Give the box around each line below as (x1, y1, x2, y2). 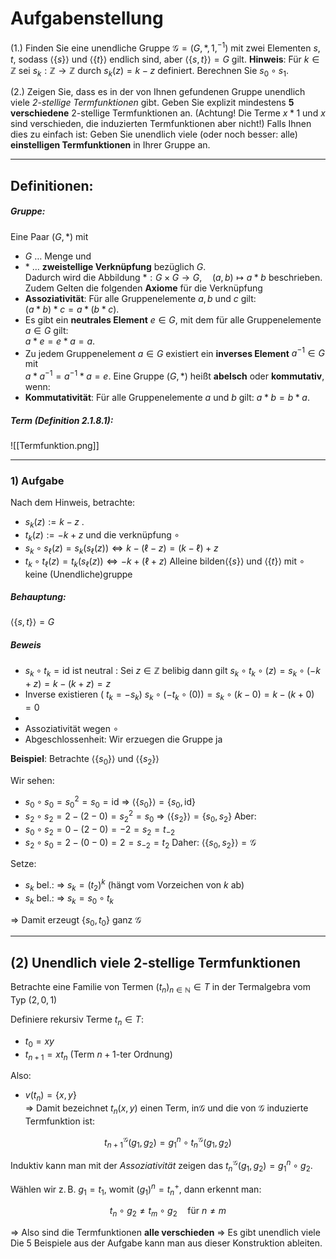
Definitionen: (10, 177, 94, 194)
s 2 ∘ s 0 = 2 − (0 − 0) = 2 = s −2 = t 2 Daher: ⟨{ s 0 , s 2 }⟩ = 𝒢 (24, 836, 257, 851)
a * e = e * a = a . (24, 335, 96, 347)
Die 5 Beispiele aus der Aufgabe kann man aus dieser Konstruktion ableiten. (10, 1237, 323, 1249)
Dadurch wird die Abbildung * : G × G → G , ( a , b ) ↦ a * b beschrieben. (24, 271, 323, 283)
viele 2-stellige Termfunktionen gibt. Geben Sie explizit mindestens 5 (10, 97, 295, 109)
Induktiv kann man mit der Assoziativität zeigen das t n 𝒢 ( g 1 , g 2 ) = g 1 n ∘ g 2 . (10, 1158, 313, 1174)
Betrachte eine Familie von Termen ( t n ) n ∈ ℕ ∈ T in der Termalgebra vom (10, 981, 312, 995)
